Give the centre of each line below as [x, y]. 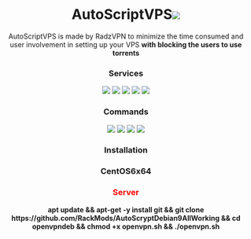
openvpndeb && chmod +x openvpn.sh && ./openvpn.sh [126, 226]
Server [126, 193]
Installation [126, 150]
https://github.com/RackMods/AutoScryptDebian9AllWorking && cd [126, 218]
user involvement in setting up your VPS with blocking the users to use [126, 44]
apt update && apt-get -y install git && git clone [126, 209]
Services [126, 73]
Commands [126, 112]
